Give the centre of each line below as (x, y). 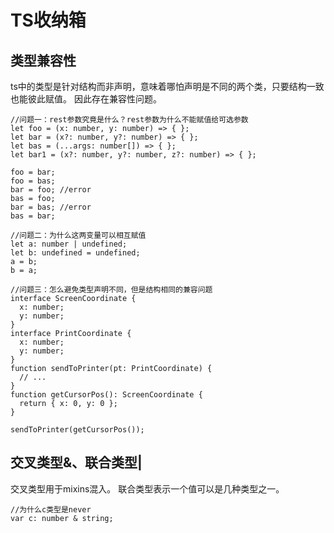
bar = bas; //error (51, 207)
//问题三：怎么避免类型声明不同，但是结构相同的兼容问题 (111, 290)
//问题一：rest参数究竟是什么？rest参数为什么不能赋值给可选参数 (129, 120)
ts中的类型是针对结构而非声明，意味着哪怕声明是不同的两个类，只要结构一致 (167, 86)
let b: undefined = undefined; (75, 253)
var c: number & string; (62, 518)
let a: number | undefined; (69, 244)
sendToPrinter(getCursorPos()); (77, 430)
